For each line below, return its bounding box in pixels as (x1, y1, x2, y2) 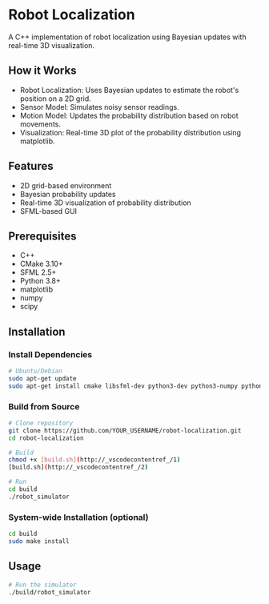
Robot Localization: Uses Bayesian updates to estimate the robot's (19, 85, 239, 95)
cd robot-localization (8, 434, 84, 442)
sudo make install (8, 538, 70, 546)
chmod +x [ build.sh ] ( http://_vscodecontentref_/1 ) (8, 456, 181, 464)
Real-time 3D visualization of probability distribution (19, 198, 192, 207)
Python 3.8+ (19, 276, 62, 286)
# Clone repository (8, 419, 74, 427)
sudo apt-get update (8, 374, 78, 382)
